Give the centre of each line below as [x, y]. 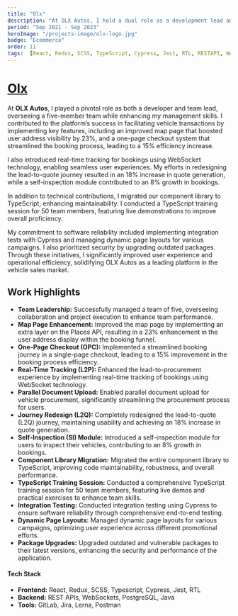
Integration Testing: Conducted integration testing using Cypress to [117, 505]
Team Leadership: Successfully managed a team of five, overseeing [118, 309]
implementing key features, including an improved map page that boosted [115, 130]
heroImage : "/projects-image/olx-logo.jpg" [73, 34]
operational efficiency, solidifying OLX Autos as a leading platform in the [113, 262]
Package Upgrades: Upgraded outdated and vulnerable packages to [118, 542]
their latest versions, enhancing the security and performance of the [117, 550]
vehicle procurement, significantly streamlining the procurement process [124, 399]
